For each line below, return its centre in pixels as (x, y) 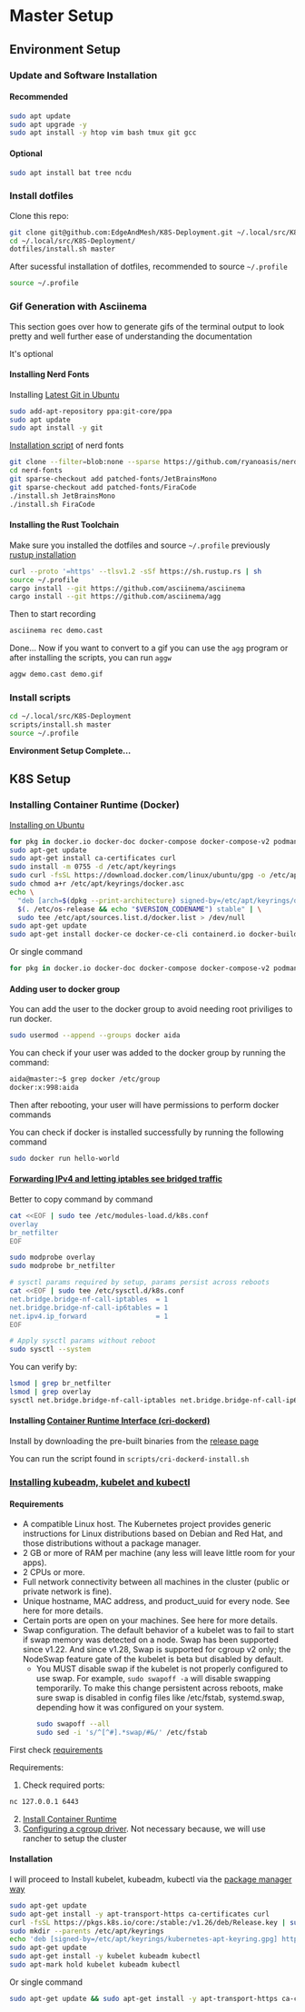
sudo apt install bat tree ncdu (70, 173)
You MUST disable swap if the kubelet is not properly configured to (162, 1669)
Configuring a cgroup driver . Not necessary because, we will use (144, 1829)
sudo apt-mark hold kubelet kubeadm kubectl (95, 1965)
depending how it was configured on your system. (130, 1708)
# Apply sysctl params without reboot (83, 1341)
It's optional (31, 353)
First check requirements (56, 1749)
